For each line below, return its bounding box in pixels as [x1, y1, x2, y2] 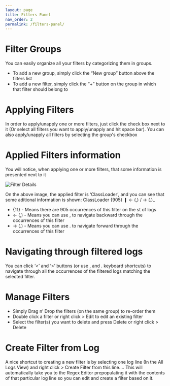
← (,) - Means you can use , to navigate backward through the [12, 212, 143, 218]
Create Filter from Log [5, 342, 100, 353]
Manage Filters [5, 292, 70, 303]
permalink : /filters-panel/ [5, 21, 65, 27]
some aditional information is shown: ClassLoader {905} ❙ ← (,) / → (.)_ [5, 197, 155, 203]
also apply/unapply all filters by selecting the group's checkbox [5, 132, 138, 138]
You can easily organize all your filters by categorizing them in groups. [5, 60, 153, 67]
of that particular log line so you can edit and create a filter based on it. [5, 375, 154, 381]
